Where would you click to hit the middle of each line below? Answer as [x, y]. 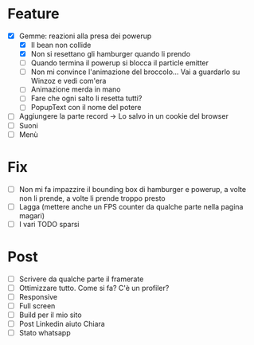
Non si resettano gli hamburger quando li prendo [111, 54]
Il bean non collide [61, 45]
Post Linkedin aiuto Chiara [62, 324]
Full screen [37, 306]
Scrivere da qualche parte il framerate [81, 279]
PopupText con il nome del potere [86, 108]
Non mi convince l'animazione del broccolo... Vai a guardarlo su [135, 72]
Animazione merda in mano [76, 89]
